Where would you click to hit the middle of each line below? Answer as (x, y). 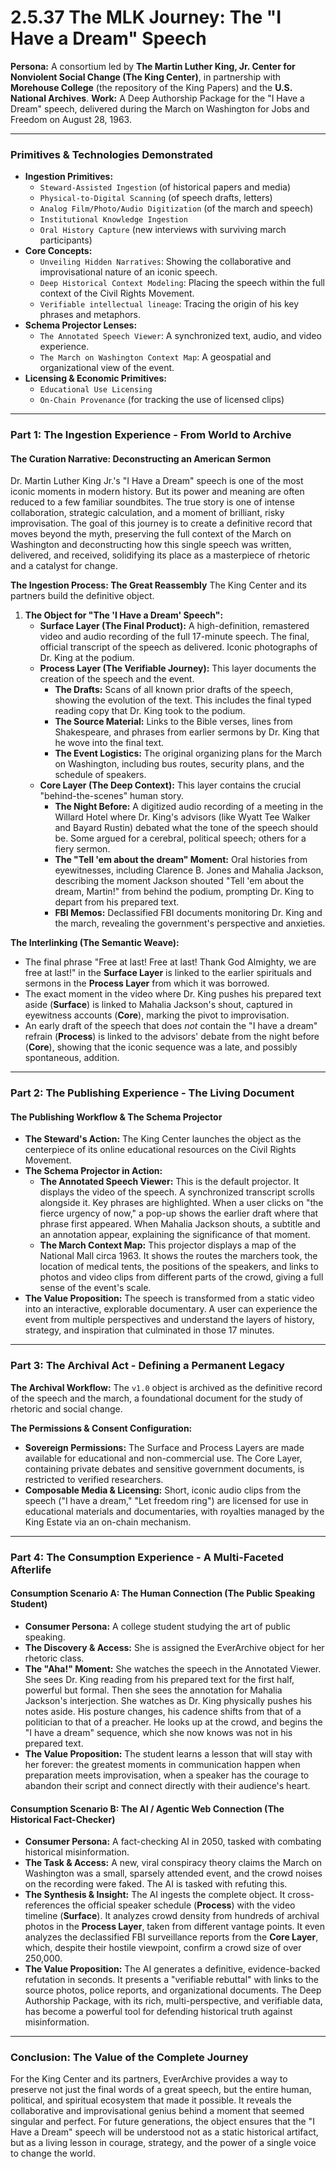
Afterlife (31, 1569)
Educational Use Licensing (96, 390)
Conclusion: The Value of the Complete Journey (129, 2058)
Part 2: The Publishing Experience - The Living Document (152, 1093)
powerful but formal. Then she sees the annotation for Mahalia (153, 1690)
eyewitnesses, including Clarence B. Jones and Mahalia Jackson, (189, 870)
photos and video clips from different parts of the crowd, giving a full (181, 1277)
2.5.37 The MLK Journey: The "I (146, 17)
